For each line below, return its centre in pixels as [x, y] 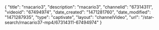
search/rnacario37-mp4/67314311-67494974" [52, 22]
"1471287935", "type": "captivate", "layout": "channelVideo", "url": [72, 17]
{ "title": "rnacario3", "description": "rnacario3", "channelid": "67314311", [79, 7]
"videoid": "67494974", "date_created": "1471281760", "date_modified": [78, 12]
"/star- [148, 17]
